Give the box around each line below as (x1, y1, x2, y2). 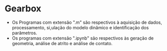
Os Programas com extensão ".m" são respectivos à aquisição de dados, (11, 19, 162, 25)
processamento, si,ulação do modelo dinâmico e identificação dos (11, 24, 149, 30)
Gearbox (4, 3, 41, 14)
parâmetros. (11, 30, 37, 36)
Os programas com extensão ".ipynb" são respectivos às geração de (11, 35, 154, 41)
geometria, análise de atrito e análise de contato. (11, 40, 113, 46)
